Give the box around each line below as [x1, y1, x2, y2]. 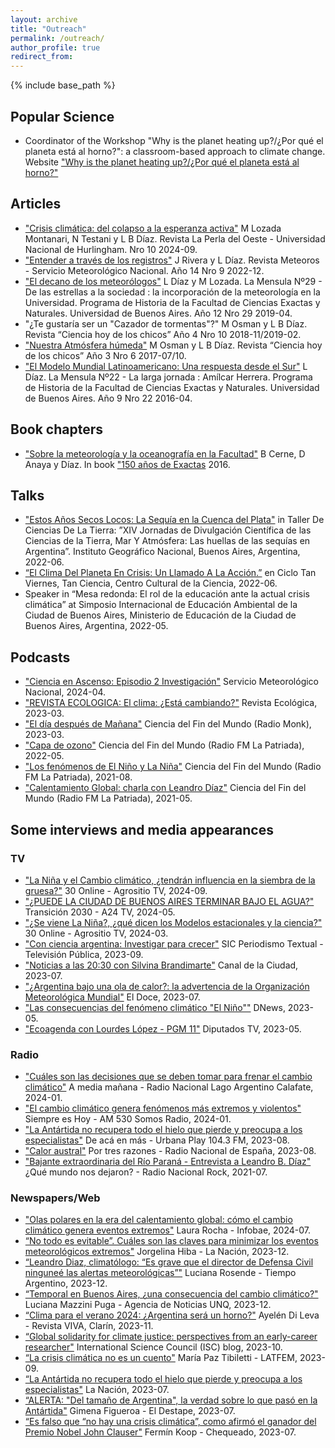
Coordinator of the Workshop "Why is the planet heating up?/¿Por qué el [24, 134, 324, 146]
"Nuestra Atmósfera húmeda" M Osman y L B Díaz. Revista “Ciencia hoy [24, 339, 323, 351]
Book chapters [10, 421, 103, 438]
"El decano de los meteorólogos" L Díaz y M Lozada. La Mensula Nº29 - [24, 275, 323, 287]
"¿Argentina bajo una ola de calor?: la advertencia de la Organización [24, 980, 310, 992]
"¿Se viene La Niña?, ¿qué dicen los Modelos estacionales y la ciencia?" [24, 916, 323, 928]
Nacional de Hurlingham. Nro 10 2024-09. [24, 243, 198, 255]
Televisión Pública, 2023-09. [24, 948, 144, 960]
